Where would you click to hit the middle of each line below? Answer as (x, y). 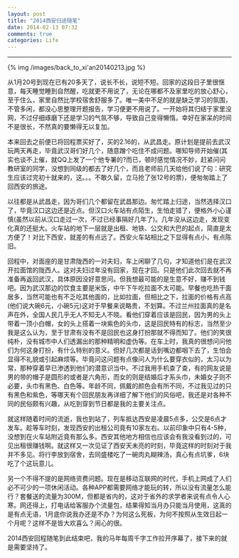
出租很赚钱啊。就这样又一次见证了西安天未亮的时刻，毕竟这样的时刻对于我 (122, 445)
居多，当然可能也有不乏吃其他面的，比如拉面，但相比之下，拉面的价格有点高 (119, 297)
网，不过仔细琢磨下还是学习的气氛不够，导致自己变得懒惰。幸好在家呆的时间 (119, 118)
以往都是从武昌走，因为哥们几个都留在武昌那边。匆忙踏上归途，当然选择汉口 (119, 202)
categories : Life (33, 41)
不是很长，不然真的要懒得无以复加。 (60, 127)
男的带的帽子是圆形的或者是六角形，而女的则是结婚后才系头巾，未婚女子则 (116, 377)
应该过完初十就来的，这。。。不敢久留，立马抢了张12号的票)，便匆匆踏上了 (121, 177)
